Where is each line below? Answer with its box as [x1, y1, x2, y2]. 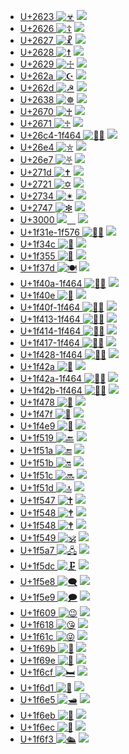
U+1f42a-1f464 [19, 373, 83, 384]
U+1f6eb [19, 710, 56, 721]
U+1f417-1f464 [19, 337, 81, 349]
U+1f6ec [19, 721, 56, 733]
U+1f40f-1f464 [19, 301, 81, 313]
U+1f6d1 [19, 682, 55, 694]
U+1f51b [19, 457, 54, 469]
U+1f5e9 [19, 591, 56, 603]
